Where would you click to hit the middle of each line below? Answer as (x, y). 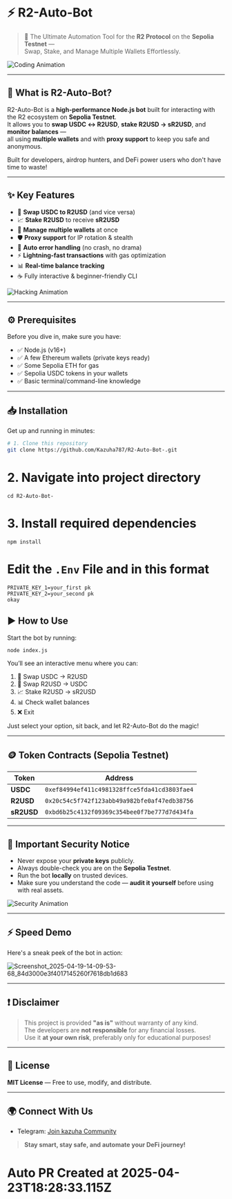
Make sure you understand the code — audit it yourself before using (115, 883)
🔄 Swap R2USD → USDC (52, 684)
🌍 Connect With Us (50, 1111)
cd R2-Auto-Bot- (30, 496)
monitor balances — (37, 131)
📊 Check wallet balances (53, 703)
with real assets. (40, 890)
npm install (24, 542)
